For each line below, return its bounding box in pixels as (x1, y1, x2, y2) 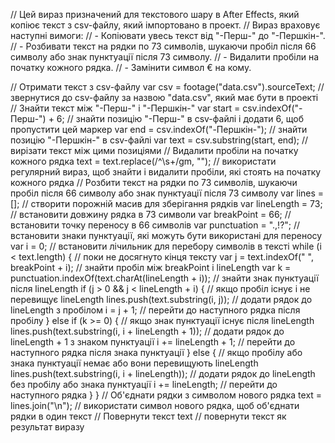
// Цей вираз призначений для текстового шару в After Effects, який (10, 9, 300, 20)
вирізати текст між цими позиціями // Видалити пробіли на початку (10, 145, 299, 156)
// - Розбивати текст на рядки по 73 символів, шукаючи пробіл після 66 (10, 40, 317, 52)
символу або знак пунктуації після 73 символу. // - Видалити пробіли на (10, 51, 320, 63)
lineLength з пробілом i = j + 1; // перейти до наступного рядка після (10, 304, 301, 316)
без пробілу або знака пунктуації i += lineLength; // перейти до (10, 379, 278, 390)
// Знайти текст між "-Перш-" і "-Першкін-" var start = (10, 102, 241, 114)
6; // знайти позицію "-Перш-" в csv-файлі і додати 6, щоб (56, 113, 304, 124)
